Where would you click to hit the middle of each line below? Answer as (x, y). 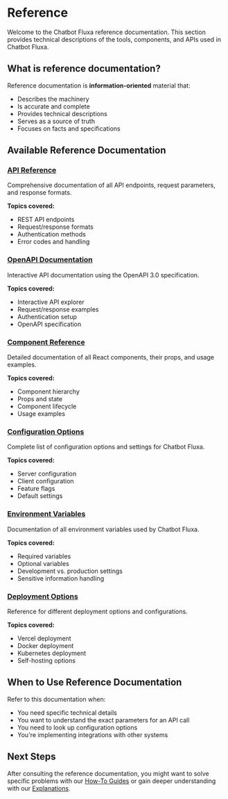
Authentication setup (47, 316)
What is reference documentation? (84, 68)
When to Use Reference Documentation (95, 683)
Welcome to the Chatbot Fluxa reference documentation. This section (106, 32)
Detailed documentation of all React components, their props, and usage (111, 357)
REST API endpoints (46, 220)
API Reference (32, 170)
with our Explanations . (39, 788)
